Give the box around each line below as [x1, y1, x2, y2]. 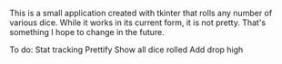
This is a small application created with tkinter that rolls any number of [9, 8, 273, 18]
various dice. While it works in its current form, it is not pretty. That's [9, 17, 267, 28]
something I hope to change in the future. [9, 27, 166, 37]
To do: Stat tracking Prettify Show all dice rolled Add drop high [9, 44, 244, 55]
